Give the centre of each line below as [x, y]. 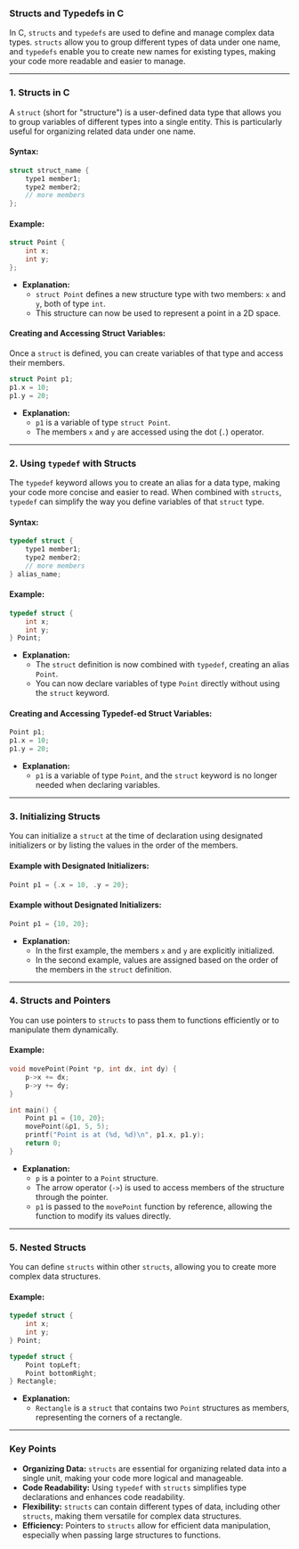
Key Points [33, 1449]
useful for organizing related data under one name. [102, 131]
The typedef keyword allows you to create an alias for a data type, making [145, 483]
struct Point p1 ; [41, 379]
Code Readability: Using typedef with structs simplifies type [134, 1487]
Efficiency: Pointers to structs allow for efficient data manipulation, [146, 1525]
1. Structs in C [40, 93]
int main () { [33, 1110]
